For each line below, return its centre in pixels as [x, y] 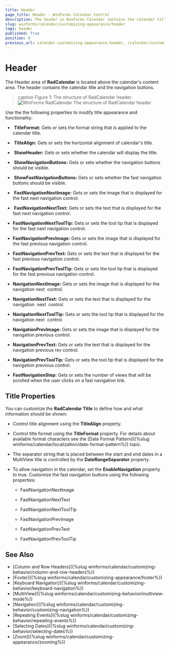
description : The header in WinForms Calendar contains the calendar [80, 19]
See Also [19, 555]
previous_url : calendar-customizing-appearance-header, [65, 43]
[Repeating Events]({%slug [41, 615]
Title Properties [30, 396]
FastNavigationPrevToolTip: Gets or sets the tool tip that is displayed [85, 268]
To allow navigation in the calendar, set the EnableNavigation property [86, 469]
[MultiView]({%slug [33, 594]
